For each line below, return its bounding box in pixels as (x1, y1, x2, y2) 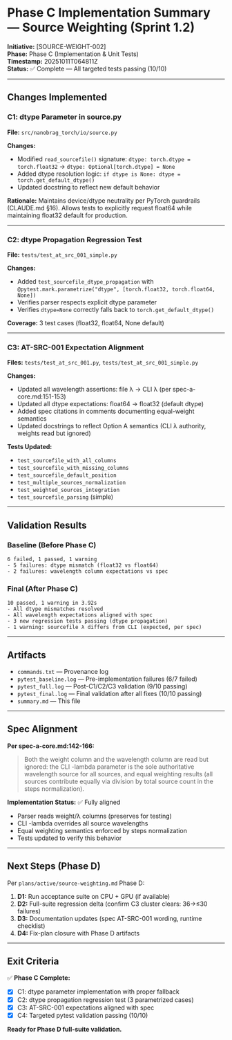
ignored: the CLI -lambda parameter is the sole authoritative (23, 763, 195, 771)
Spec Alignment (7, 723, 78, 735)
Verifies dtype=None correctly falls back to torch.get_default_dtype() (17, 305, 215, 313)
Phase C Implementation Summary (7, 5, 211, 21)
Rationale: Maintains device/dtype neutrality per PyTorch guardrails (7, 196, 200, 205)
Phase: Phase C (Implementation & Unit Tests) (7, 50, 139, 58)
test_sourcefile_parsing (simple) (17, 493, 114, 501)
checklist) (17, 922, 46, 930)
